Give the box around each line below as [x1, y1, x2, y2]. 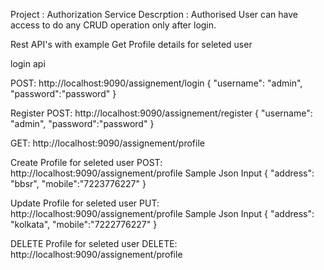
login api [10, 58, 46, 69]
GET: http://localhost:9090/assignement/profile [10, 137, 205, 149]
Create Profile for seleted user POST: [10, 157, 163, 168]
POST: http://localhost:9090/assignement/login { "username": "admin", [10, 77, 303, 89]
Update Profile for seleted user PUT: [10, 197, 160, 209]
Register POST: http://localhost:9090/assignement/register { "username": [10, 107, 313, 119]
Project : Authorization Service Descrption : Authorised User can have [10, 9, 298, 20]
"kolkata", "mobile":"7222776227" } [10, 219, 158, 230]
